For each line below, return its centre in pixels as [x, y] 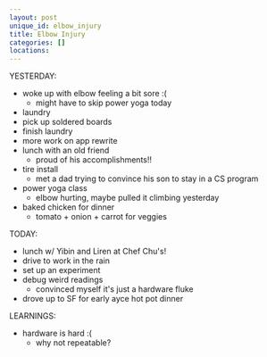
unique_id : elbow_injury [55, 26]
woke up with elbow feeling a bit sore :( [94, 94]
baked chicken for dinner [68, 207]
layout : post [33, 17]
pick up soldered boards [67, 122]
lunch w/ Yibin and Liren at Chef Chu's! [94, 252]
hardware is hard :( [57, 333]
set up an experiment [61, 270]
